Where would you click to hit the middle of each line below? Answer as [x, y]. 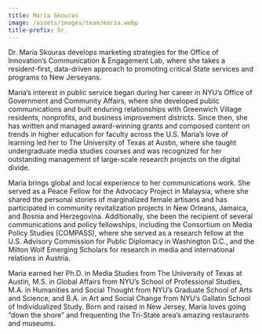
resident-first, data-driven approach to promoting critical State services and [131, 69]
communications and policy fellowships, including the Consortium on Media [130, 225]
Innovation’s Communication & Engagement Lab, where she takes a [117, 61]
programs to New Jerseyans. [55, 77]
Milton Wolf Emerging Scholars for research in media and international [122, 250]
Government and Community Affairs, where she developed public [114, 101]
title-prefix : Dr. [38, 30]
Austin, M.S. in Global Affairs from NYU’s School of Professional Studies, [125, 282]
